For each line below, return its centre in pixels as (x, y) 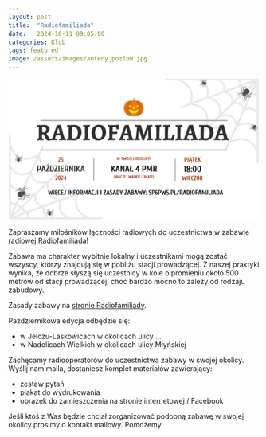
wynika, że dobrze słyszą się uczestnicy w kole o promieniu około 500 (123, 273)
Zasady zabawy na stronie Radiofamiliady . (78, 305)
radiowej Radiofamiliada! (49, 240)
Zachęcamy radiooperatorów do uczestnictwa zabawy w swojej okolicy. (126, 360)
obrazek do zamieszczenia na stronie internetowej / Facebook (122, 400)
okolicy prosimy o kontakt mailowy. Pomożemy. (86, 424)
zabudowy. (26, 290)
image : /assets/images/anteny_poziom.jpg (78, 59)
